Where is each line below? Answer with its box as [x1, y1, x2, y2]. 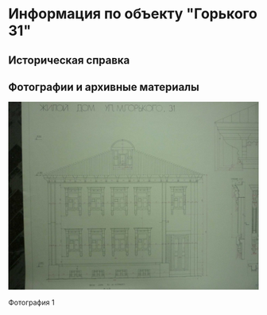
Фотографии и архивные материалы [8, 80, 200, 94]
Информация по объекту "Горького [8, 5, 258, 23]
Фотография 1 [8, 297, 55, 307]
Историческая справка [8, 53, 130, 67]
